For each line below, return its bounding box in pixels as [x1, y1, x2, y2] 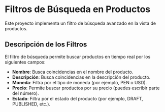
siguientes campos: [5, 59, 46, 65]
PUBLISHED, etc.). [12, 101, 51, 107]
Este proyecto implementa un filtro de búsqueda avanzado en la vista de [5, 20, 156, 26]
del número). [12, 90, 39, 96]
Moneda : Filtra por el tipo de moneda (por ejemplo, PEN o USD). [12, 79, 147, 85]
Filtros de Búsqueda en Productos [5, 4, 151, 15]
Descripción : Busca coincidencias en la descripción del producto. [12, 74, 151, 80]
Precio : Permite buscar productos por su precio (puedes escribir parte [12, 85, 160, 91]
